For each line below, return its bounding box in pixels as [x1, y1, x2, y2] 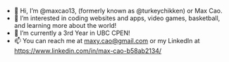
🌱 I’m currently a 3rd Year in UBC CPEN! [13, 29, 130, 37]
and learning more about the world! [13, 22, 117, 29]
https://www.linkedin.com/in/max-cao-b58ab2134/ [13, 47, 162, 55]
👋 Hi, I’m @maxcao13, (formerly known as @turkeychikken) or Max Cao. [13, 7, 223, 15]
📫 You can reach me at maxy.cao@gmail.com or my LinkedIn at [13, 37, 200, 45]
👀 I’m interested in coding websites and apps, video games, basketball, [13, 14, 221, 22]
